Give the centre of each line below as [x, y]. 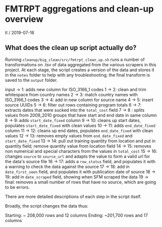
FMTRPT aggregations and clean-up [79, 9]
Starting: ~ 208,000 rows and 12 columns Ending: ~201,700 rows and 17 [77, 215]
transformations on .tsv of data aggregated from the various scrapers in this [81, 64]
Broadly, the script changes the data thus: [47, 206]
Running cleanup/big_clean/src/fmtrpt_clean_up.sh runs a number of [75, 60]
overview [24, 19]
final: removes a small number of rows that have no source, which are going [81, 182]
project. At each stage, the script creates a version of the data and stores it [80, 70]
